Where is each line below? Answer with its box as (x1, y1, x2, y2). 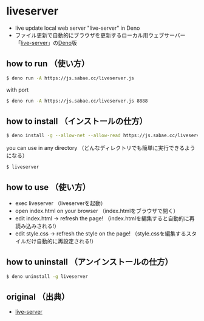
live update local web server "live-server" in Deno (15, 24, 140, 32)
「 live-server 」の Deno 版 (15, 39, 77, 46)
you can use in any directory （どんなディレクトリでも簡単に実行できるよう (6, 144, 195, 152)
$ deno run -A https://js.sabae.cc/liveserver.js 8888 (6, 98, 148, 104)
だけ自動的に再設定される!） (25, 237, 97, 245)
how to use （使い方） (6, 182, 91, 192)
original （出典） (6, 291, 70, 302)
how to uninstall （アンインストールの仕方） (6, 257, 173, 268)
